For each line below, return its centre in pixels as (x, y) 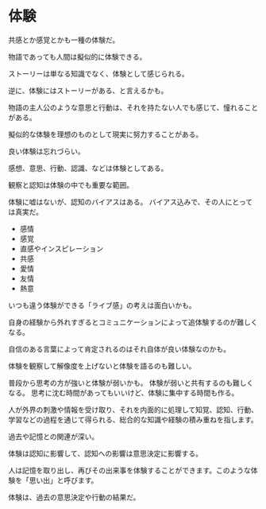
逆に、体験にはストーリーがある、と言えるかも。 (88, 90)
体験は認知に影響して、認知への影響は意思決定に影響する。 (105, 453)
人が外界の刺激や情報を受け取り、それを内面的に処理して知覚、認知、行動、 (133, 410)
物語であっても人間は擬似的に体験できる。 (77, 56)
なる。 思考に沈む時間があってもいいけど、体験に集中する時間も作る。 (123, 392)
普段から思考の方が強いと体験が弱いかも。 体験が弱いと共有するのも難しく (131, 383)
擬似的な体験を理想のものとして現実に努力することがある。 (106, 134)
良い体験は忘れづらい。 (46, 151)
